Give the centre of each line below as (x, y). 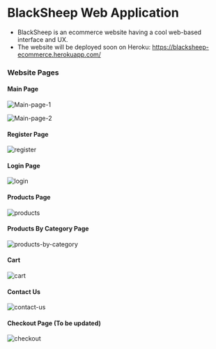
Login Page (24, 165)
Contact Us (24, 292)
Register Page (28, 134)
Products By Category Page (48, 229)
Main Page (23, 89)
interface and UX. (43, 39)
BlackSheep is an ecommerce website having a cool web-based (109, 32)
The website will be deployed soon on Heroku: (84, 47)
